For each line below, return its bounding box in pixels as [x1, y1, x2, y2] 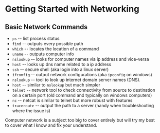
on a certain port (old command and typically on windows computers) [12, 92, 152, 98]
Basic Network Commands [5, 23, 88, 31]
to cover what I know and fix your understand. [5, 122, 97, 128]
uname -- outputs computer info [12, 51, 74, 57]
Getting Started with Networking [5, 3, 140, 15]
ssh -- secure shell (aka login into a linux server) [12, 66, 109, 72]
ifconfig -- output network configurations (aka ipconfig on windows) [12, 72, 152, 77]
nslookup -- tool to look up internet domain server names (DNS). [12, 77, 141, 83]
